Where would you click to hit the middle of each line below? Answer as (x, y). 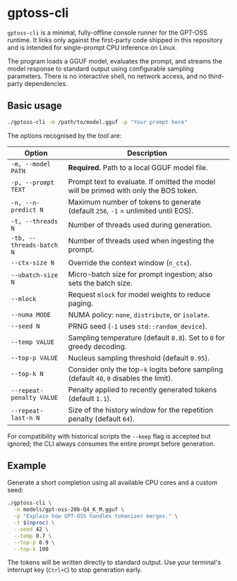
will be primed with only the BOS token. (133, 190)
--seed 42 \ (31, 529)
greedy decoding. (97, 346)
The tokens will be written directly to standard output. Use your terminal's (114, 563)
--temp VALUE (33, 342)
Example (27, 466)
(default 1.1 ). (90, 398)
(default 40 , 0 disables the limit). (121, 378)
